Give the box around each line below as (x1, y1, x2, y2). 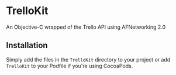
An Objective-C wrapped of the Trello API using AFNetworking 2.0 (6, 23, 166, 30)
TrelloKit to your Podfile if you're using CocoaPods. (6, 62, 133, 69)
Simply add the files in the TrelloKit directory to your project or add (6, 56, 171, 63)
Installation (6, 40, 48, 50)
